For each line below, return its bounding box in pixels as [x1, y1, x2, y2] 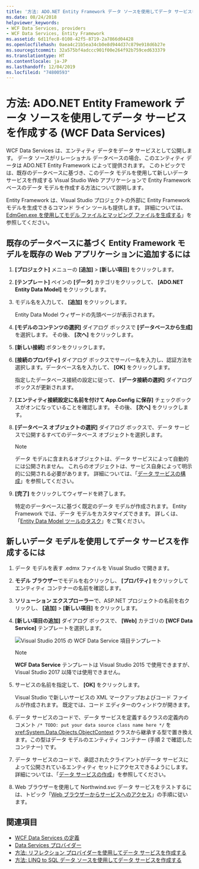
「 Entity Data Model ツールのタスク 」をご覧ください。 [14, 517, 148, 525]
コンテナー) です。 [14, 743, 60, 750]
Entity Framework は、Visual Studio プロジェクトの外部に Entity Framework [6, 197, 191, 204]
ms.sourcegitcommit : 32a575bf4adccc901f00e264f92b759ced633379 [6, 47, 166, 53]
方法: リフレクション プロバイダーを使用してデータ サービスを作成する [14, 849, 187, 856]
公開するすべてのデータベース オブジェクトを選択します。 [25, 431, 166, 438]
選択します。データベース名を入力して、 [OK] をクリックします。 [14, 364, 174, 370]
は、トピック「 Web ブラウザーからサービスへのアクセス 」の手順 [14, 791, 173, 798]
